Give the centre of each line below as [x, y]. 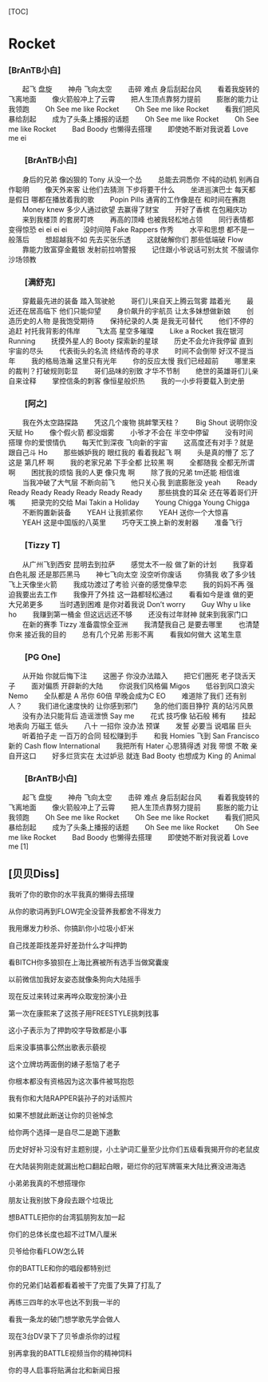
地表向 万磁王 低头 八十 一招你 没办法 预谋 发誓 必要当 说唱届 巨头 [130, 725]
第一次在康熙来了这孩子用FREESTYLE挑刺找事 [84, 1013]
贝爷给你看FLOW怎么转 [47, 1252]
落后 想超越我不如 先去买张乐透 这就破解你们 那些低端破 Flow [129, 239]
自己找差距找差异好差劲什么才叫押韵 [68, 945]
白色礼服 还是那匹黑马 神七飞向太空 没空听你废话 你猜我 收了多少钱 [132, 574]
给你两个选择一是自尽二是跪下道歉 [64, 1132]
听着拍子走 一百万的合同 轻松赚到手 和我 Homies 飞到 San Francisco [141, 736]
